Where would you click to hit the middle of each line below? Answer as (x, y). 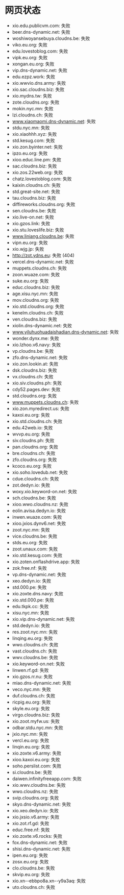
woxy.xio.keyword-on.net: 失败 (44, 491)
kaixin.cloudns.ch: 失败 (36, 185)
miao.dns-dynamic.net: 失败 (42, 683)
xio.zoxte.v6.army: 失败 (37, 753)
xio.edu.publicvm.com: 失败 (41, 26)
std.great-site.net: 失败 (36, 191)
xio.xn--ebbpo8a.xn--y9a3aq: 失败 (49, 881)
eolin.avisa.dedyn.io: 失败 (39, 511)
